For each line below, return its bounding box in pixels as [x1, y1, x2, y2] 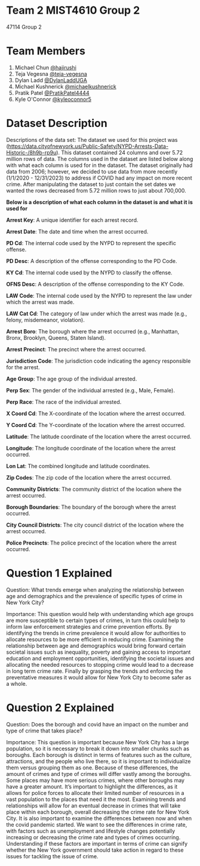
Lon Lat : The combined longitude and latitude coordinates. [6, 462, 150, 469]
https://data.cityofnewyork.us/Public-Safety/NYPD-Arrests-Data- [8, 143, 169, 150]
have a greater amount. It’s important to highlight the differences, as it [6, 783, 178, 790]
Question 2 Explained [6, 701, 115, 715]
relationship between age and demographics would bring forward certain [6, 642, 186, 649]
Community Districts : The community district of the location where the [6, 485, 182, 493]
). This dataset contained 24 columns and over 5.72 [56, 149, 183, 156]
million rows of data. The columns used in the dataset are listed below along [6, 155, 193, 162]
